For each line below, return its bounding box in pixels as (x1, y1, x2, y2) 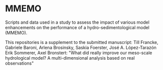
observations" (5, 60, 34, 66)
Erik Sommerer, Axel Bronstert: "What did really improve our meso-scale (5, 50, 152, 56)
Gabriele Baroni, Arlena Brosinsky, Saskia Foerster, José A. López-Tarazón (5, 44, 157, 50)
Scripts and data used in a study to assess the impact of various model (5, 19, 150, 25)
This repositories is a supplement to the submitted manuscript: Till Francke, (5, 39, 159, 45)
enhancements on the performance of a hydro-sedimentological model (5, 24, 150, 30)
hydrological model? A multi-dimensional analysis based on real (5, 55, 135, 61)
